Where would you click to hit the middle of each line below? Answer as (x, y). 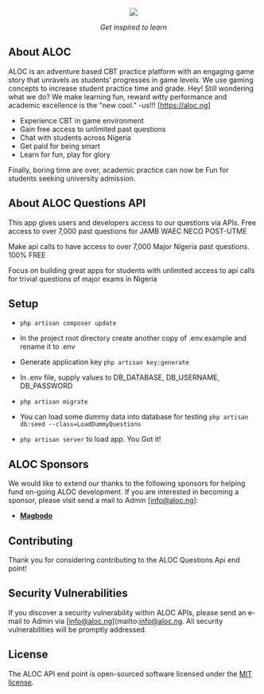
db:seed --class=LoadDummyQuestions (80, 425)
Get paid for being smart (60, 146)
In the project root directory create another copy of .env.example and (133, 338)
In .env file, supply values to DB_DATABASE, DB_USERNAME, (120, 377)
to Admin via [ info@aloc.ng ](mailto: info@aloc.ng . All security (123, 621)
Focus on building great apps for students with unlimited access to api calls (132, 270)
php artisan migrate (54, 402)
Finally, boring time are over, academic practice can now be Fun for (118, 170)
